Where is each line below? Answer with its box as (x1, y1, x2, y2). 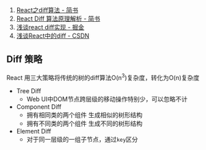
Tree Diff (16, 87, 42, 95)
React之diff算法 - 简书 (16, 6, 79, 14)
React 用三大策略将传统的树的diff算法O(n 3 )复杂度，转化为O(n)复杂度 (6, 72, 200, 82)
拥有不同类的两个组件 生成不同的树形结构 (26, 119, 143, 128)
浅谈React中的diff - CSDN (16, 32, 90, 40)
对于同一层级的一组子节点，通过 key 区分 (26, 136, 138, 144)
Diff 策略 (6, 53, 42, 65)
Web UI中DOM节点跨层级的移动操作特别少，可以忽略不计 (26, 95, 188, 103)
